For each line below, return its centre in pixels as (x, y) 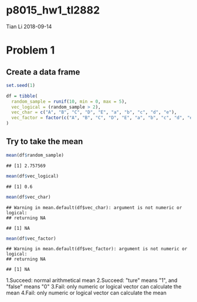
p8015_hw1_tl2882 (53, 10)
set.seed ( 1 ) (21, 85)
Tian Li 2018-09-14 (29, 26)
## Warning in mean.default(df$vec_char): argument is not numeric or (94, 207)
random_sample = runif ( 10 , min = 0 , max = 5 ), (69, 101)
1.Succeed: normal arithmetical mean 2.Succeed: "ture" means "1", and (92, 280)
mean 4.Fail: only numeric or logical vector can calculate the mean (86, 293)
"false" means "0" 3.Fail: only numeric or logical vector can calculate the (94, 287)
